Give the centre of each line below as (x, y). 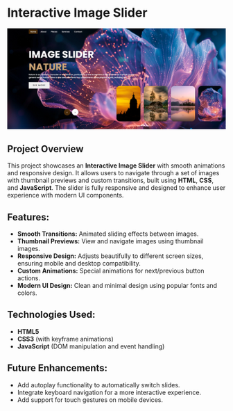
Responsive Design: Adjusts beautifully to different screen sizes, (110, 256)
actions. (28, 278)
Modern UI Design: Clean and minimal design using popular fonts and (117, 286)
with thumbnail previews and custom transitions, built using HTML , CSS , (110, 180)
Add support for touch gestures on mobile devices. (90, 400)
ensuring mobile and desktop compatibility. (79, 264)
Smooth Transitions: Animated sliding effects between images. (108, 234)
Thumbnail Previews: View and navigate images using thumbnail (110, 241)
